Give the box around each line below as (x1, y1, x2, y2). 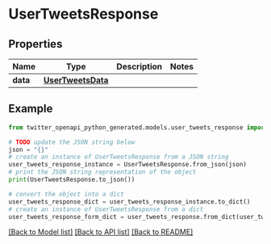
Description (116, 61, 163, 72)
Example (8, 102, 53, 116)
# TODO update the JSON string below (8, 138, 135, 146)
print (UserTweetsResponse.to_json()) (8, 175, 135, 184)
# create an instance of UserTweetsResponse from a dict (8, 205, 204, 213)
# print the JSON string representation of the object (8, 168, 197, 176)
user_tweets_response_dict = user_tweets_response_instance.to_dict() (8, 197, 251, 206)
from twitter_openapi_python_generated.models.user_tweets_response (8, 123, 244, 132)
